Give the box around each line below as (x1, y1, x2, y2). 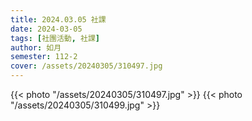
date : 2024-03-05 (10, 24, 83, 34)
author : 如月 (10, 42, 62, 53)
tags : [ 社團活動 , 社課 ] (10, 33, 101, 43)
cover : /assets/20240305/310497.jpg (10, 61, 163, 71)
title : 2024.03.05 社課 (10, 14, 107, 25)
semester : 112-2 (10, 52, 78, 62)
